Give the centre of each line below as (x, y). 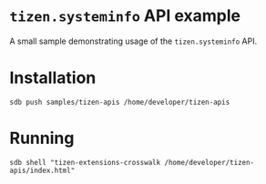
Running (42, 138)
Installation (53, 78)
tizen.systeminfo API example (125, 16)
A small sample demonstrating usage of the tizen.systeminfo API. (133, 41)
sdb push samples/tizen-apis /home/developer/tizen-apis (120, 102)
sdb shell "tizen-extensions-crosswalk (85, 162)
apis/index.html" (42, 170)
